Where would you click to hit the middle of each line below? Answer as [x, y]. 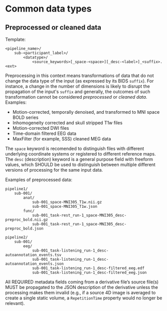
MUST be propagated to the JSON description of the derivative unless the [81, 287]
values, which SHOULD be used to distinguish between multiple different [80, 165]
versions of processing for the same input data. [54, 170]
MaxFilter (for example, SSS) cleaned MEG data [62, 139]
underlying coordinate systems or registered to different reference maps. [81, 154]
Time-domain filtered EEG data [44, 133]
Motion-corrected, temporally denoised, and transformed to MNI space [86, 112]
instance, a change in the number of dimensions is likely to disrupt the [78, 86]
